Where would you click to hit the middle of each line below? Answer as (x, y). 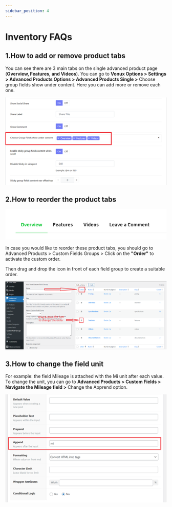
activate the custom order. (33, 259)
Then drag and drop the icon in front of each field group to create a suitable (85, 269)
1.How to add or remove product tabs (65, 56)
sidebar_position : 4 (27, 11)
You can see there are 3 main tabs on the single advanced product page (81, 68)
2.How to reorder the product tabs (61, 200)
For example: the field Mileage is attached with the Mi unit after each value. (84, 376)
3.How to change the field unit (55, 364)
